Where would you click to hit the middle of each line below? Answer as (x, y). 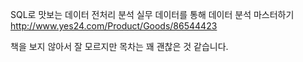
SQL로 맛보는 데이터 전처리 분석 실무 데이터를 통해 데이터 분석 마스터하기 (152, 14)
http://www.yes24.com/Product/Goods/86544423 (114, 26)
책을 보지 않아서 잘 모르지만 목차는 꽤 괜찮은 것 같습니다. (119, 46)
